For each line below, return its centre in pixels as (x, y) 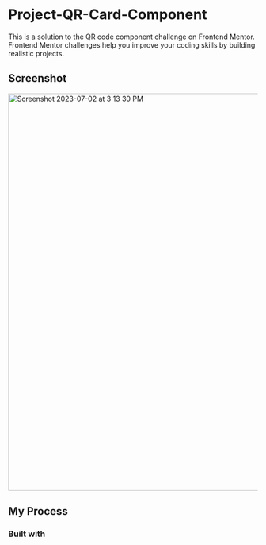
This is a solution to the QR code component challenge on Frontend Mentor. (131, 37)
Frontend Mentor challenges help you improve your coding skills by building (132, 44)
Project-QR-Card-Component (108, 15)
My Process (38, 511)
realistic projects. (36, 53)
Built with (27, 534)
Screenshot (38, 78)
